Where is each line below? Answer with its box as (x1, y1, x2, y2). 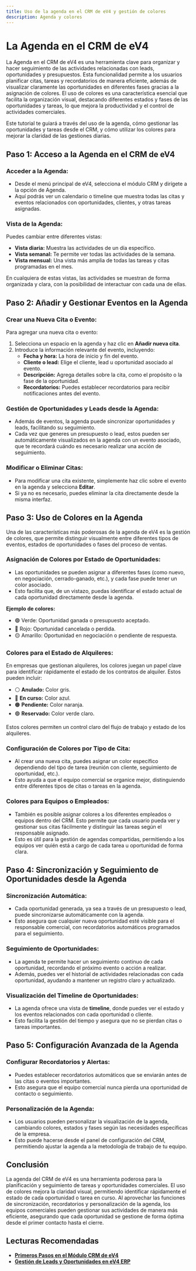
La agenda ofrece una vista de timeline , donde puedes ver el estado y (14, 1004, 184, 1012)
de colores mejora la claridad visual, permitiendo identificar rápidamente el (6, 1188, 187, 1195)
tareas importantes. (14, 1023, 62, 1030)
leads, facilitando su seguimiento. (14, 424, 96, 431)
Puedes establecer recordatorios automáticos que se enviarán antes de (14, 1071, 187, 1078)
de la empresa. (14, 1130, 51, 1137)
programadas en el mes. (14, 263, 74, 270)
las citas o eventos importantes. (14, 1077, 92, 1084)
